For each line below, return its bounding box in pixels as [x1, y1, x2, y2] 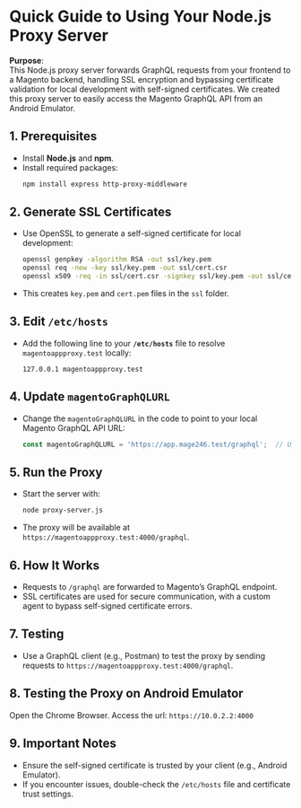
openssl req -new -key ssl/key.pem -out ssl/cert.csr [21, 263, 228, 273]
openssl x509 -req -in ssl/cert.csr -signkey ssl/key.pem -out [21, 272, 264, 281]
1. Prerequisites [9, 128, 98, 145]
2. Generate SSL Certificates [9, 205, 172, 220]
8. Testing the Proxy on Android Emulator [9, 686, 244, 701]
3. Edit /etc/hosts [9, 314, 109, 329]
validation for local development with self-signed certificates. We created [9, 83, 280, 94]
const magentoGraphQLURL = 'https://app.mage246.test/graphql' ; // [21, 440, 284, 449]
